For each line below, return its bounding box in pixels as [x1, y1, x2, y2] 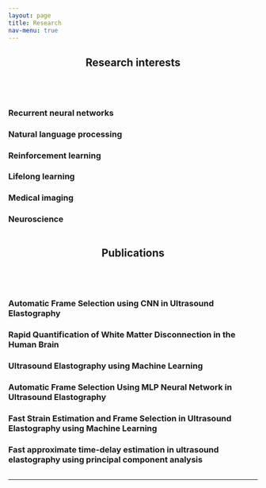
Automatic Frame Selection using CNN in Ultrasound [8, 298, 215, 309]
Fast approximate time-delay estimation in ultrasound [8, 444, 219, 455]
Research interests [85, 56, 180, 69]
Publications [101, 247, 165, 260]
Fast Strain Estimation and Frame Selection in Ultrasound [8, 413, 232, 424]
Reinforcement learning [8, 150, 101, 161]
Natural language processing [8, 129, 123, 140]
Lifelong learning [8, 171, 75, 183]
